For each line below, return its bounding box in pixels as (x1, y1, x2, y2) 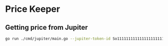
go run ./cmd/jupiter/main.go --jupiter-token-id (5, 36, 111, 41)
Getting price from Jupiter (5, 23, 88, 32)
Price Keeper (5, 3, 60, 15)
